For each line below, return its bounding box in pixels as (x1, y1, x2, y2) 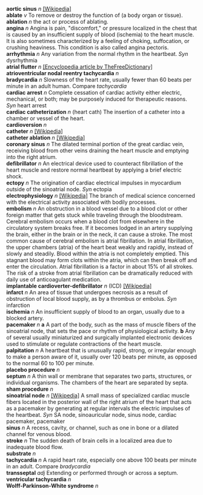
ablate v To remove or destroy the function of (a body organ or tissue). (6, 12, 183, 19)
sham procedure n (6, 385, 53, 392)
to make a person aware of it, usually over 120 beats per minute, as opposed (6, 353, 197, 360)
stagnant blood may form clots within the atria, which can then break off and (6, 257, 198, 263)
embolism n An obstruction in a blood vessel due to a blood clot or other (6, 205, 188, 212)
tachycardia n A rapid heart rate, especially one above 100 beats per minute (6, 456, 197, 463)
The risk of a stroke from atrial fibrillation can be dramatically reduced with (6, 269, 193, 277)
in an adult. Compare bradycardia (6, 463, 91, 470)
